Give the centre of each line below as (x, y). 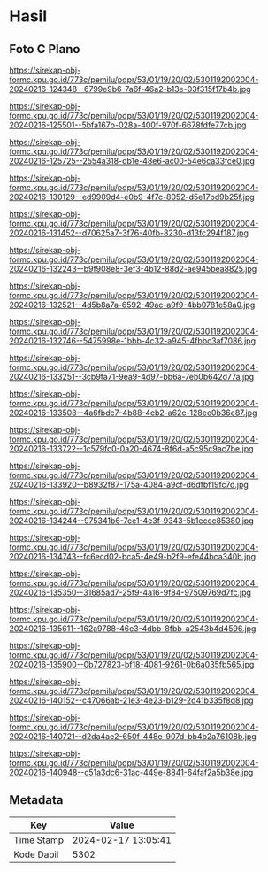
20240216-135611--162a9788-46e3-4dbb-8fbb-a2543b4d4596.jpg (133, 629)
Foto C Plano (45, 49)
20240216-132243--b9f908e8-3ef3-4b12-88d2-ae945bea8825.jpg (133, 269)
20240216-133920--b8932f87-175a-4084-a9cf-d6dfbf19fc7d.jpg (129, 485)
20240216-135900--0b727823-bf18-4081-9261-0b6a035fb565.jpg (132, 664)
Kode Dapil (36, 854)
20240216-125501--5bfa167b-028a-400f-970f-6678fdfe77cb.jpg (128, 125)
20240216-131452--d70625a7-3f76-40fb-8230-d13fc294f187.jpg (129, 233)
